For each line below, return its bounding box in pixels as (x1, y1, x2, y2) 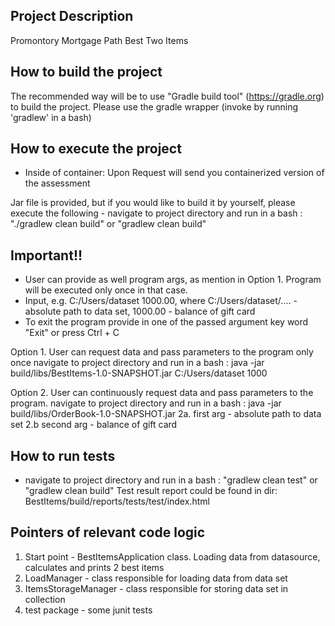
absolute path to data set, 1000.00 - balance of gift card (24, 305, 256, 318)
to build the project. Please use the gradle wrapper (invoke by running (10, 100, 299, 113)
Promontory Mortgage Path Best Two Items (10, 34, 189, 46)
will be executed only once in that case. (24, 284, 188, 296)
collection (24, 593, 66, 605)
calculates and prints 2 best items (24, 561, 165, 573)
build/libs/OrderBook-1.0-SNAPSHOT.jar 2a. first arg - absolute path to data (10, 408, 322, 420)
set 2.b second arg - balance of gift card (10, 419, 178, 431)
